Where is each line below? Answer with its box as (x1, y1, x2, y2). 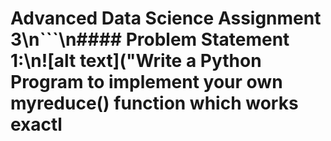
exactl (10, 113, 63, 136)
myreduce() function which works (10, 92, 299, 115)
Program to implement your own (10, 71, 283, 94)
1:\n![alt (10, 50, 77, 72)
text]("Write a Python (79, 50, 262, 72)
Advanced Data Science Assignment (10, 7, 322, 30)
